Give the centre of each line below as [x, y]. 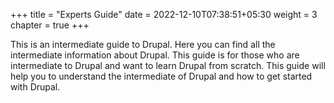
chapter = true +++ [50, 25]
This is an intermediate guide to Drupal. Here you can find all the [143, 44]
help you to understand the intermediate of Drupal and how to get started [161, 76]
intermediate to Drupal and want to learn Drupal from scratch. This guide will [168, 65]
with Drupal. [35, 87]
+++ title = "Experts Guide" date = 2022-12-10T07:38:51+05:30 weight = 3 [164, 14]
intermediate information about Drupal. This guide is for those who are [155, 55]
